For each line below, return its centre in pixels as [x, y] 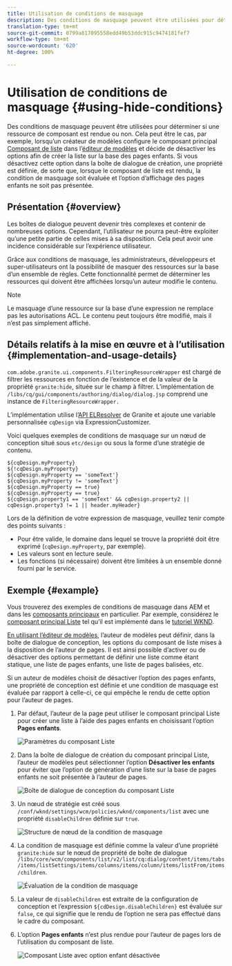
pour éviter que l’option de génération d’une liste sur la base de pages [116, 770]
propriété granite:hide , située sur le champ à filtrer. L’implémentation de [110, 387]
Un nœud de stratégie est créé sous [68, 804]
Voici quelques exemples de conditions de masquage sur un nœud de [106, 436]
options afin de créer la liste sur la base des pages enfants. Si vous [103, 156]
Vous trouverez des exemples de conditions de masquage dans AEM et [109, 607]
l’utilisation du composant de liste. [66, 942]
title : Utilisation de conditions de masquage [75, 14]
